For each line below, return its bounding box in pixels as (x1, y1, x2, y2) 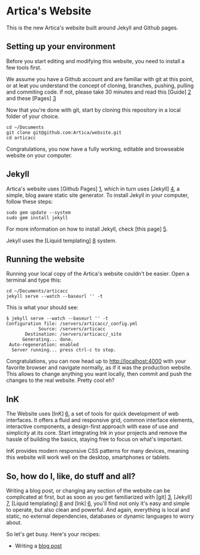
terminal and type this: (6, 276, 62, 284)
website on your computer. (6, 151, 72, 159)
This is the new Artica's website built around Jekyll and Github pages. (6, 24, 178, 31)
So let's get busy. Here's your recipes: (6, 530, 101, 538)
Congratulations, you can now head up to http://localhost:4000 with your (6, 357, 187, 365)
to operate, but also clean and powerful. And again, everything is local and (6, 506, 190, 513)
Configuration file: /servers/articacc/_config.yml (6, 321, 138, 327)
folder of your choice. (6, 112, 60, 120)
